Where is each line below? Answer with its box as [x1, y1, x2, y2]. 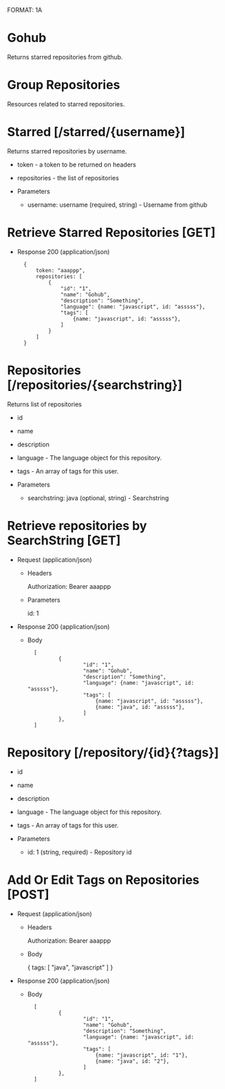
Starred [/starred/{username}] [7, 124, 186, 140]
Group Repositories [7, 77, 120, 93]
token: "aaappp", [35, 267, 86, 274]
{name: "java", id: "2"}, [95, 1057, 170, 1065]
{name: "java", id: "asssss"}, [95, 703, 185, 710]
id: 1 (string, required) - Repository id [27, 848, 132, 856]
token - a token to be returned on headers [17, 160, 136, 169]
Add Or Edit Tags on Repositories [7, 872, 200, 887]
